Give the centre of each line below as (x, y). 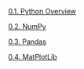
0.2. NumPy (27, 26)
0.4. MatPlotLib (33, 57)
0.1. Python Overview (42, 11)
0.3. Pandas (27, 42)
